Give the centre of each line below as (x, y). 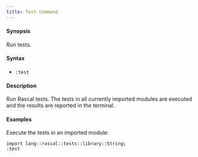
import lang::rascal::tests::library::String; (66, 144)
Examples (19, 119)
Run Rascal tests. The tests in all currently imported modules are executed (99, 99)
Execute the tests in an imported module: (58, 133)
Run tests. (19, 44)
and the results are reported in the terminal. (61, 106)
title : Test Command (32, 12)
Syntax (15, 59)
